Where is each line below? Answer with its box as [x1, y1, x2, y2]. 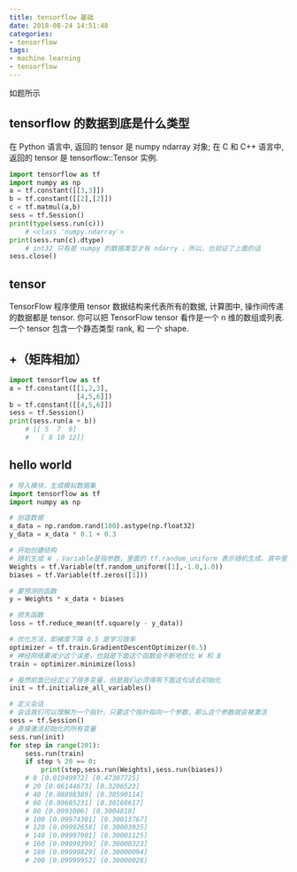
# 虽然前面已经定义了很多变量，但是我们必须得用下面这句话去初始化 [9, 676, 221, 685]
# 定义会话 [9, 700, 44, 708]
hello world [9, 457, 72, 473]
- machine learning [9, 54, 81, 63]
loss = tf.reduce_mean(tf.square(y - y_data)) [9, 619, 184, 628]
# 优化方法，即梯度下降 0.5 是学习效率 [9, 635, 136, 644]
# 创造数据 [9, 514, 44, 523]
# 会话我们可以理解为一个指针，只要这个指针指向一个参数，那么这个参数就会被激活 [9, 708, 268, 717]
